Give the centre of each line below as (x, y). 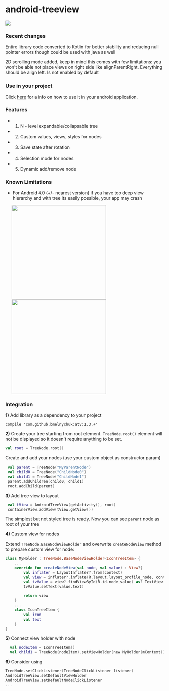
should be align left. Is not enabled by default (52, 73)
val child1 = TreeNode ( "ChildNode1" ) (47, 477)
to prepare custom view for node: (40, 549)
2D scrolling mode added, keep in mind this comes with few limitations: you (83, 62)
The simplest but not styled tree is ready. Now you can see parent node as (82, 519)
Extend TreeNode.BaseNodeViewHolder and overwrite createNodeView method (83, 544)
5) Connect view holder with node (40, 638)
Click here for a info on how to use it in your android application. (72, 97)
